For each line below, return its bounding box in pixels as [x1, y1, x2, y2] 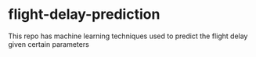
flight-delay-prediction [8, 5, 160, 23]
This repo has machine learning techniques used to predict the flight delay [8, 31, 248, 41]
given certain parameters [8, 39, 90, 48]
